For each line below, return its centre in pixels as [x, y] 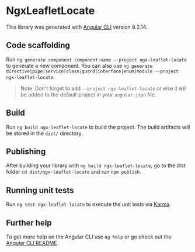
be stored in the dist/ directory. [44, 133]
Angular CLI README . [32, 243]
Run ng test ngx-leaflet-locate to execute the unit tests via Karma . [88, 204]
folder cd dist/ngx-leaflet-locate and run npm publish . [74, 172]
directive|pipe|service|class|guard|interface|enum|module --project [93, 71]
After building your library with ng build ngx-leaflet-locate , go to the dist [96, 165]
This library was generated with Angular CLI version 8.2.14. [77, 27]
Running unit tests [40, 190]
